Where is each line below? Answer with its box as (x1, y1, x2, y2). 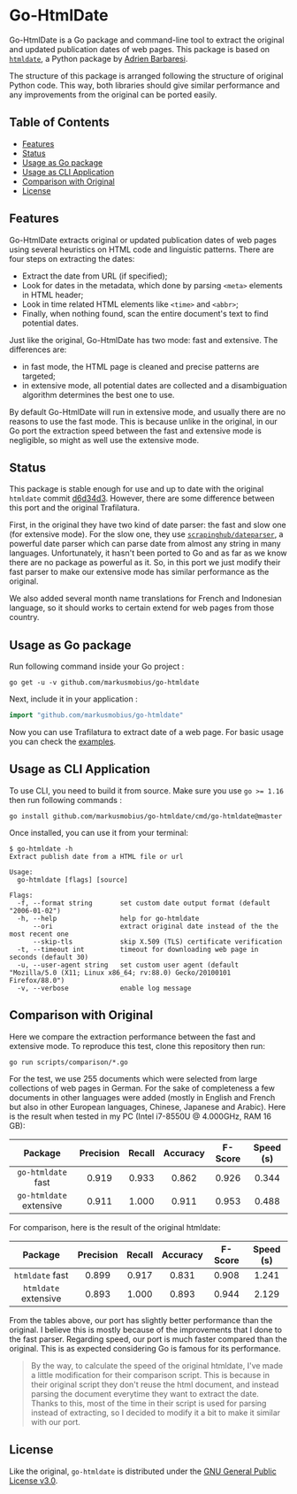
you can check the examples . (9, 736, 117, 747)
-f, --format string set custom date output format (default (17, 899, 271, 908)
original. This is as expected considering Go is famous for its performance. (9, 1343, 281, 1353)
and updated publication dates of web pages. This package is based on (9, 43, 270, 54)
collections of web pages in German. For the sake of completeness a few (9, 1083, 276, 1093)
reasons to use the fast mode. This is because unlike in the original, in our (9, 416, 278, 426)
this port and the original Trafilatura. (9, 502, 141, 513)
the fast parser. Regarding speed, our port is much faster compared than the (9, 1333, 287, 1345)
